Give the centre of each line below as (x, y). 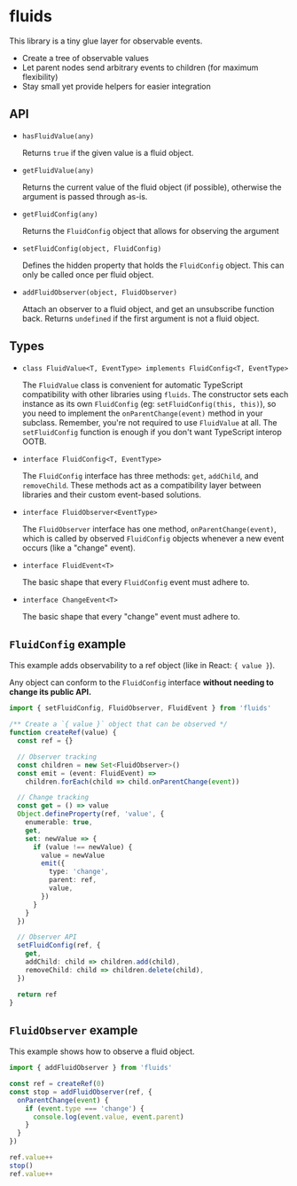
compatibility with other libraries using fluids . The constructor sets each (155, 394)
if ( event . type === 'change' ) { (85, 1108)
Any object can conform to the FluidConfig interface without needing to (142, 683)
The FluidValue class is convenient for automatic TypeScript (133, 385)
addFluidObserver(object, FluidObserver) (99, 293)
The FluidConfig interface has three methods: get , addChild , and (140, 475)
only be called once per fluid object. (88, 274)
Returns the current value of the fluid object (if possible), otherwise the (152, 187)
